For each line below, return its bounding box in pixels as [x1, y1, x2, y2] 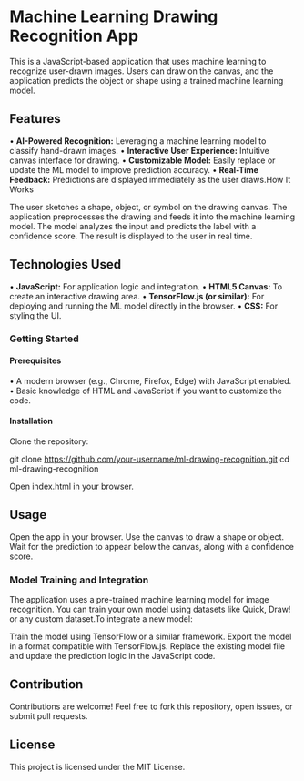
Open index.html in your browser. [9, 481, 135, 492]
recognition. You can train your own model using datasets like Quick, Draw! [9, 603, 291, 614]
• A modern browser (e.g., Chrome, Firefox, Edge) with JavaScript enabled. [9, 375, 292, 386]
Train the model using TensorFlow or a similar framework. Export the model [9, 631, 292, 642]
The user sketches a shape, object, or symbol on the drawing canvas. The [9, 201, 288, 212]
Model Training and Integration [9, 573, 149, 586]
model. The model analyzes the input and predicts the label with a [9, 220, 257, 231]
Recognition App [9, 25, 139, 46]
